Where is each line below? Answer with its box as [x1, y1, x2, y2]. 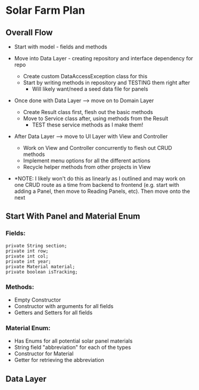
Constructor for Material [14, 350, 74, 357]
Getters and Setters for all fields [14, 309, 93, 316]
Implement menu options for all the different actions [23, 157, 151, 164]
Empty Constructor [14, 296, 61, 303]
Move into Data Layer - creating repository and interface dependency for [14, 55, 194, 62]
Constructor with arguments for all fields [14, 302, 114, 309]
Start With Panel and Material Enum [5, 211, 141, 222]
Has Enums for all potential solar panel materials [14, 337, 133, 345]
